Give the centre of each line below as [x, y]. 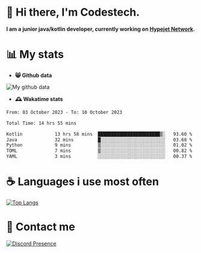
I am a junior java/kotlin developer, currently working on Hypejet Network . [101, 29]
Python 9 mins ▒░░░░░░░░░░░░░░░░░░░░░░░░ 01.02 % [99, 145]
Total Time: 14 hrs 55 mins [42, 123]
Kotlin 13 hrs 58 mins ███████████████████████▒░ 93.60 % [99, 134]
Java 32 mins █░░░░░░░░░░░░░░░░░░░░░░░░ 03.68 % [99, 140]
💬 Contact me [41, 227]
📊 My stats [35, 55]
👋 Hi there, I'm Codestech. [73, 12]
